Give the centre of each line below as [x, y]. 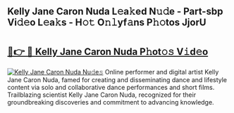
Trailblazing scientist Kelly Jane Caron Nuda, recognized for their [101, 95]
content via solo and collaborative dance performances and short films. [111, 87]
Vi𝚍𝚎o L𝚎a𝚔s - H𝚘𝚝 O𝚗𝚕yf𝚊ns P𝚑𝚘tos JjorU [107, 23]
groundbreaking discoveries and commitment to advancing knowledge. [111, 102]
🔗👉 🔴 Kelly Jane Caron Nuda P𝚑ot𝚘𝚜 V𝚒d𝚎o [108, 52]
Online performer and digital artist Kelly [162, 72]
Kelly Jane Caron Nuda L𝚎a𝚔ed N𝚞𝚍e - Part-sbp [115, 12]
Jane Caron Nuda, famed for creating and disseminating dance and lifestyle [117, 80]
